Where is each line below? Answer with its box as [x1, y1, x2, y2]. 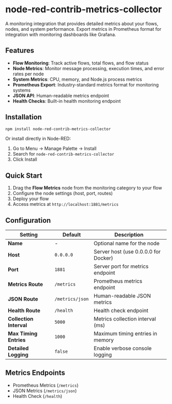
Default [62, 231, 81, 239]
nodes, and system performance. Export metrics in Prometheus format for [5, 26, 162, 32]
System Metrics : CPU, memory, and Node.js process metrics [12, 76, 142, 82]
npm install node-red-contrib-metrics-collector [5, 126, 111, 132]
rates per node [12, 71, 45, 77]
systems [12, 87, 31, 93]
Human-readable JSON [94, 292, 151, 300]
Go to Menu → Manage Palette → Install [12, 145, 97, 152]
